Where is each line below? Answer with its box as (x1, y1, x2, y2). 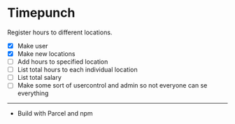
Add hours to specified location (17, 57, 108, 66)
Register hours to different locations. (7, 28, 113, 36)
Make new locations (17, 50, 76, 57)
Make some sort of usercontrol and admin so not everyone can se (17, 81, 208, 90)
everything (17, 89, 49, 97)
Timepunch (7, 5, 76, 21)
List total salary (17, 74, 62, 82)
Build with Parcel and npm (17, 109, 93, 118)
